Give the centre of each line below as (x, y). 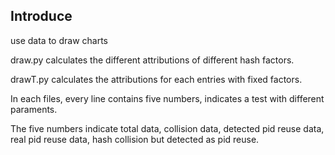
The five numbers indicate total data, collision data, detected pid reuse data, (167, 128)
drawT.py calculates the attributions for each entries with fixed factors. (156, 79)
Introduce (41, 16)
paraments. (34, 109)
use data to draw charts (59, 40)
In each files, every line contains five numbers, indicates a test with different (167, 98)
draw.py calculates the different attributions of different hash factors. (152, 60)
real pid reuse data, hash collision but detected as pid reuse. (135, 139)
